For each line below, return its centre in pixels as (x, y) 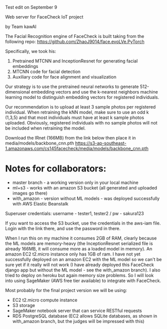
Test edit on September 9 (31, 7)
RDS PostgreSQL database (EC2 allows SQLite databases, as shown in (85, 316)
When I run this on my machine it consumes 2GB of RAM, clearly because (81, 238)
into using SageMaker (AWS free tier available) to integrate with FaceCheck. (83, 280)
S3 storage (24, 305)
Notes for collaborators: (56, 169)
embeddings (25, 66)
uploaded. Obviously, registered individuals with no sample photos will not (82, 123)
